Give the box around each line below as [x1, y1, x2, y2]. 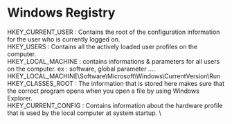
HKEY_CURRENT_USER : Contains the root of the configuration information [7, 28, 220, 36]
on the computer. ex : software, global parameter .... [7, 64, 156, 73]
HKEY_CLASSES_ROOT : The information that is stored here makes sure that [7, 79, 225, 87]
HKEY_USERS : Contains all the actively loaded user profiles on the [7, 42, 198, 51]
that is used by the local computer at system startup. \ [7, 109, 161, 117]
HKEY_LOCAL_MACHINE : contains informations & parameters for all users [7, 57, 220, 65]
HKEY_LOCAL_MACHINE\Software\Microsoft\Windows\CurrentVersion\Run [7, 71, 221, 80]
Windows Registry [7, 5, 116, 21]
